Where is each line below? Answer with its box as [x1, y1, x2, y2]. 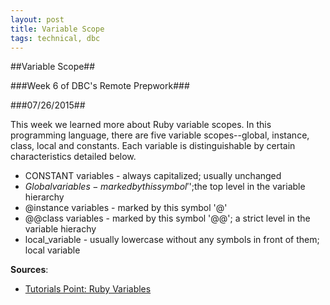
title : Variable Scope [10, 24, 105, 34]
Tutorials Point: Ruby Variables [24, 283, 152, 295]
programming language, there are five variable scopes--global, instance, [10, 129, 310, 141]
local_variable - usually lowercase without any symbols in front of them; [24, 234, 320, 246]
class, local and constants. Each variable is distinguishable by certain [10, 140, 296, 152]
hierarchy [24, 191, 65, 203]
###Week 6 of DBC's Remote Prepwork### [10, 80, 190, 92]
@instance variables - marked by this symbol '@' [24, 202, 228, 214]
